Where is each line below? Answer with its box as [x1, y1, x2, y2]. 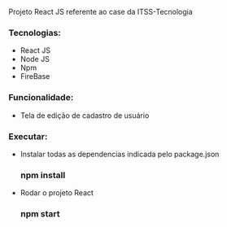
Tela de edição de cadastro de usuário [20, 110, 150, 120]
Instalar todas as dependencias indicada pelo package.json [20, 149, 220, 159]
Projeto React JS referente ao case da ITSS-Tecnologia [8, 7, 193, 16]
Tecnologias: [8, 27, 61, 38]
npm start [20, 208, 60, 220]
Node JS [20, 55, 50, 64]
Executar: [8, 130, 48, 142]
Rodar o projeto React [20, 188, 94, 198]
